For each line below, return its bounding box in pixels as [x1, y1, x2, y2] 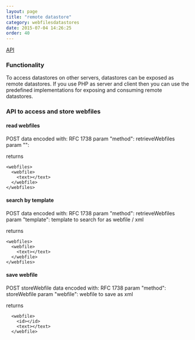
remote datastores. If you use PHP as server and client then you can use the [6, 80, 190, 88]
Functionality [6, 61, 45, 69]
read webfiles [6, 122, 40, 129]
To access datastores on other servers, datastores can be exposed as [6, 74, 174, 81]
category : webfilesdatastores [6, 19, 80, 25]
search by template [6, 197, 54, 204]
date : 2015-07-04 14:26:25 [6, 25, 72, 31]
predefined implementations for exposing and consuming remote [6, 87, 162, 94]
